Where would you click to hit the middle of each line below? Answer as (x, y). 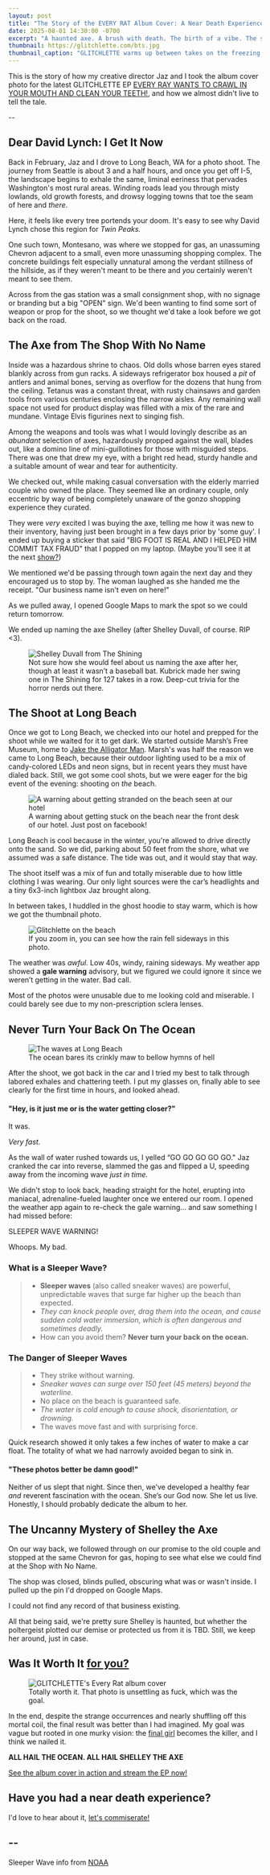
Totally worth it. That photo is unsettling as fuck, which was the (133, 1691)
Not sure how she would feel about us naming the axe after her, (133, 662)
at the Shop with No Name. (53, 1566)
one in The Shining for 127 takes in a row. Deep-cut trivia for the (134, 679)
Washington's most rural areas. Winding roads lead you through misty (124, 188)
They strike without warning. (87, 1375)
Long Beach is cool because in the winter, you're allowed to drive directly (129, 840)
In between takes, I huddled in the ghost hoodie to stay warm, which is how (133, 906)
